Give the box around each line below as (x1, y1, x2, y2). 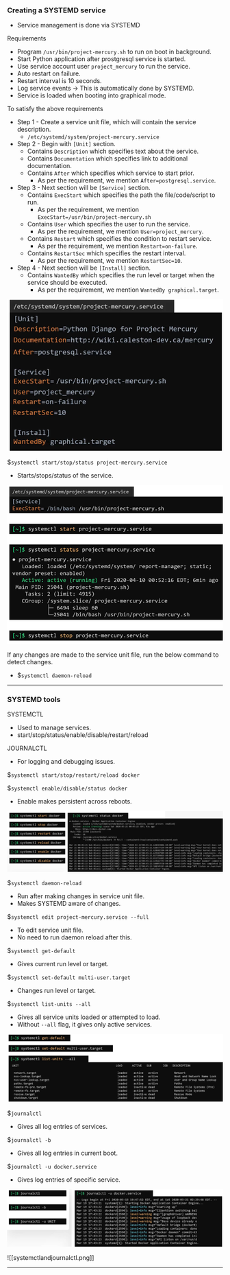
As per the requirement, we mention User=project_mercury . (37, 227, 204, 235)
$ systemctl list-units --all (7, 999, 91, 1007)
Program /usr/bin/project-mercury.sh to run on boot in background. (16, 47, 212, 56)
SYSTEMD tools (7, 694, 61, 704)
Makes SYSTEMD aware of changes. (16, 899, 121, 907)
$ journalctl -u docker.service (7, 1162, 97, 1170)
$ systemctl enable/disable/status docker (7, 784, 128, 793)
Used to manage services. (16, 723, 91, 732)
